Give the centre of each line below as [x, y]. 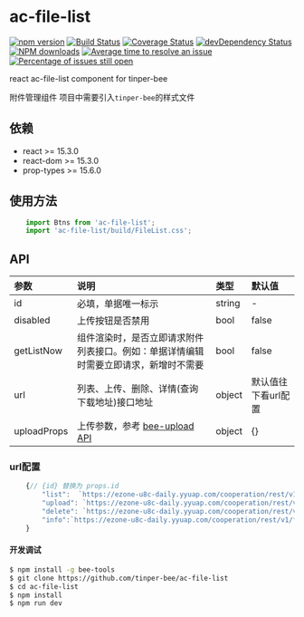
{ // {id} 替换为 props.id [72, 487]
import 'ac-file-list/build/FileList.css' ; [109, 231]
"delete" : [60, 512]
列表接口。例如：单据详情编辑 [140, 352]
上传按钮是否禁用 [113, 321]
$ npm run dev [36, 603]
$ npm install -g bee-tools [62, 569]
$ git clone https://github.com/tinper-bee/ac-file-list [119, 578]
